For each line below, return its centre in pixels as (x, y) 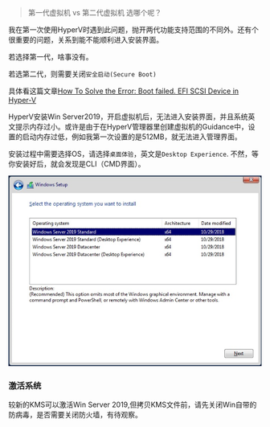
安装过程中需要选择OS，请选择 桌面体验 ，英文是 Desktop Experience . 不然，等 (134, 154)
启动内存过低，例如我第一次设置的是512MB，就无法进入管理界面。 (132, 137)
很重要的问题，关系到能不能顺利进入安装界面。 (86, 40)
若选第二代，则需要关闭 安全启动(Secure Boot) (82, 74)
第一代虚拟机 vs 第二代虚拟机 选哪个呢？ (95, 12)
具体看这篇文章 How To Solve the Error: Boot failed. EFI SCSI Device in (124, 91)
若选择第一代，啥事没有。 (51, 57)
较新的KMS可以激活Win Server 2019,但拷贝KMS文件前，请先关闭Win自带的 (133, 404)
